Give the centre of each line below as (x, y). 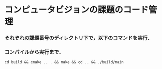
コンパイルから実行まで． (34, 52)
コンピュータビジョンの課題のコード (77, 10)
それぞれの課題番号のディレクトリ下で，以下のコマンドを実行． (79, 38)
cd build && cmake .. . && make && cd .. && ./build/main (64, 62)
